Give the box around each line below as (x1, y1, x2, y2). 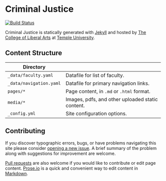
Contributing (5, 127, 45, 135)
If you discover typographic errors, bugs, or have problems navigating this (5, 140, 157, 146)
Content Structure (5, 49, 62, 57)
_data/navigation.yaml (7, 80, 61, 86)
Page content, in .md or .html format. (65, 88, 151, 95)
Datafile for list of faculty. (65, 72, 124, 78)
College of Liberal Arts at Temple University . (5, 35, 95, 40)
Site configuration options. (65, 110, 127, 117)
